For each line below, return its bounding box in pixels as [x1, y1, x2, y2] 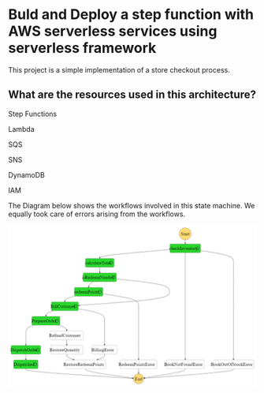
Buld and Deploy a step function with [8, 6, 255, 24]
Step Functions [8, 109, 58, 118]
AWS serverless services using [8, 22, 218, 40]
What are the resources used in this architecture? [8, 88, 256, 102]
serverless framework [8, 39, 157, 57]
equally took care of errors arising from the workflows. [8, 209, 186, 219]
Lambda [8, 124, 35, 133]
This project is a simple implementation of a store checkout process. [8, 65, 230, 74]
